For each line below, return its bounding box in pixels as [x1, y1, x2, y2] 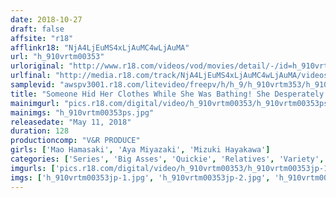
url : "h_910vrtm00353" [10, 52, 105, 62]
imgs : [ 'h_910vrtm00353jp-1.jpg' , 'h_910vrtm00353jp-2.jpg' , [10, 172, 271, 183]
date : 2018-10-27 [10, 14, 83, 25]
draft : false [10, 24, 65, 34]
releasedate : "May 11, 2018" [10, 117, 132, 127]
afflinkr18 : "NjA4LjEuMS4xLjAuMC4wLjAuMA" [10, 42, 190, 53]
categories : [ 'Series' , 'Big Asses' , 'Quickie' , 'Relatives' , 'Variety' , [10, 154, 325, 164]
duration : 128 [10, 126, 70, 136]
